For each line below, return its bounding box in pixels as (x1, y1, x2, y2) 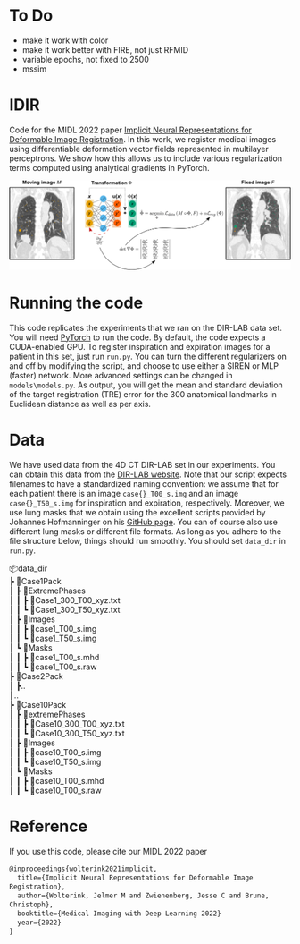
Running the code (9, 293, 144, 313)
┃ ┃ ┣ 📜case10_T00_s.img (9, 746, 102, 757)
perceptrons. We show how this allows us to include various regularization (9, 153, 283, 164)
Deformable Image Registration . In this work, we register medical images (9, 133, 277, 144)
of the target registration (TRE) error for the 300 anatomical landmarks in (9, 388, 277, 399)
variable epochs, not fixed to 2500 (21, 54, 149, 64)
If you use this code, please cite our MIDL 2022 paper (9, 846, 208, 856)
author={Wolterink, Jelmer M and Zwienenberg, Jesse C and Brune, (17, 891, 270, 900)
